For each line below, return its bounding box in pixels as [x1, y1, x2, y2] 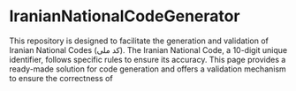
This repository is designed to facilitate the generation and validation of [9, 35, 269, 46]
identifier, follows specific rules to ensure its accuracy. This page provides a [9, 54, 286, 64]
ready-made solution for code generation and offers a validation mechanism [9, 64, 287, 74]
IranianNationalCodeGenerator [9, 6, 240, 27]
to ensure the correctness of [9, 72, 113, 83]
